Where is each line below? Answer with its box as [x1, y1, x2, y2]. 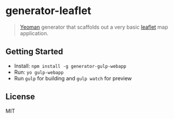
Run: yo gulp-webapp [14, 69, 64, 76]
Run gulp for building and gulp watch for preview [14, 74, 132, 81]
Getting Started [5, 47, 63, 57]
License [5, 92, 35, 102]
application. [19, 29, 49, 36]
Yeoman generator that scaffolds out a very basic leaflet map [19, 23, 169, 30]
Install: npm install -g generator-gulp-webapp [14, 62, 127, 69]
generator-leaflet [5, 4, 92, 18]
